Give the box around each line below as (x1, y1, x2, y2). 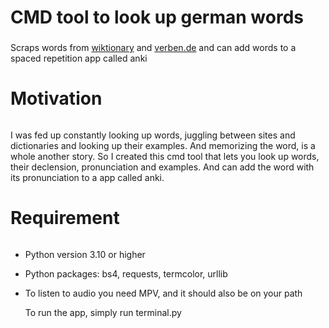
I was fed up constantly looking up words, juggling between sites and (10, 129, 296, 141)
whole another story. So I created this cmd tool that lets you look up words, (10, 150, 320, 162)
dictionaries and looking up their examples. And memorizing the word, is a (10, 139, 316, 151)
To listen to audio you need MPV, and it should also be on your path (24, 287, 303, 299)
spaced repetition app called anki (10, 52, 148, 65)
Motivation (10, 87, 103, 110)
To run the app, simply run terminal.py (24, 306, 182, 318)
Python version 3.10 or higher (24, 248, 146, 260)
